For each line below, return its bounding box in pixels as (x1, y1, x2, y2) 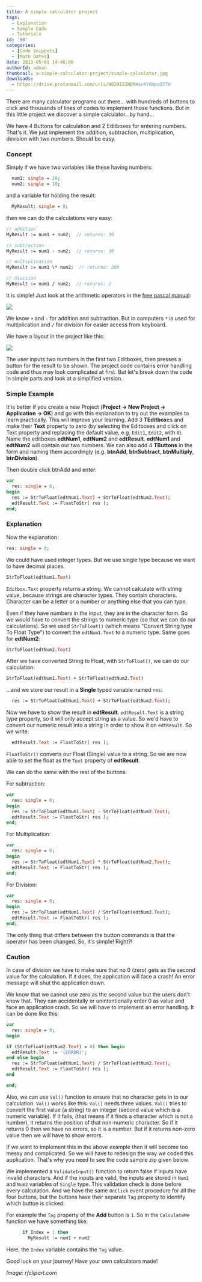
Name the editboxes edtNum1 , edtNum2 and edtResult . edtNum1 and (6, 435, 180, 442)
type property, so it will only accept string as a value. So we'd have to (6, 715, 179, 722)
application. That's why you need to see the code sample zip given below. (6, 1156, 189, 1163)
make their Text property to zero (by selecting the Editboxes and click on (6, 423, 187, 430)
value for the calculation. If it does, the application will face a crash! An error (6, 973, 195, 980)
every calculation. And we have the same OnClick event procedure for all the (6, 1186, 196, 1194)
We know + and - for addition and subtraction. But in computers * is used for (6, 314, 195, 322)
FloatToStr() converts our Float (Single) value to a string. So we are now (6, 751, 187, 758)
